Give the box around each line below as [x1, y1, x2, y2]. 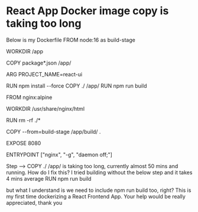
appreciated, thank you [6, 199, 63, 206]
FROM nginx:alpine [6, 94, 53, 101]
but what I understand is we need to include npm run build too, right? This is [6, 187, 191, 194]
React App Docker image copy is [6, 4, 169, 18]
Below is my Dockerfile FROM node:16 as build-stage [6, 36, 136, 43]
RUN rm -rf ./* [6, 117, 41, 124]
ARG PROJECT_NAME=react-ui [6, 70, 83, 78]
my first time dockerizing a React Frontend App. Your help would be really [6, 192, 186, 200]
